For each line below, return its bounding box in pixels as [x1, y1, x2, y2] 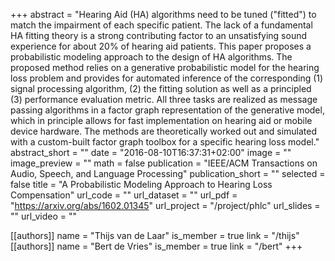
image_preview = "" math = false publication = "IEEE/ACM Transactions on [10, 157, 318, 169]
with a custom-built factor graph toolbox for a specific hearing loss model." [10, 136, 320, 148]
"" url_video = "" [10, 210, 77, 222]
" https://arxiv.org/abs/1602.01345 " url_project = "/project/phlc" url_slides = [10, 200, 321, 211]
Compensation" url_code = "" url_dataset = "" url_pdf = [10, 189, 238, 201]
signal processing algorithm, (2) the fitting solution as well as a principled [10, 83, 312, 94]
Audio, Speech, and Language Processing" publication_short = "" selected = [10, 168, 326, 179]
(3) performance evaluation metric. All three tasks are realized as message [10, 94, 318, 105]
